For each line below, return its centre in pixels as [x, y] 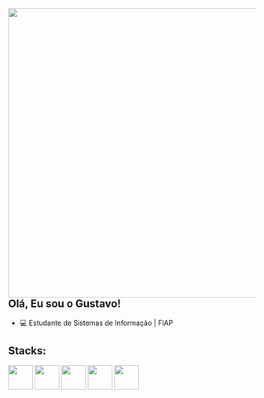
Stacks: [27, 351]
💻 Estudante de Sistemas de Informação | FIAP [96, 323]
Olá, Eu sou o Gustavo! [65, 304]
